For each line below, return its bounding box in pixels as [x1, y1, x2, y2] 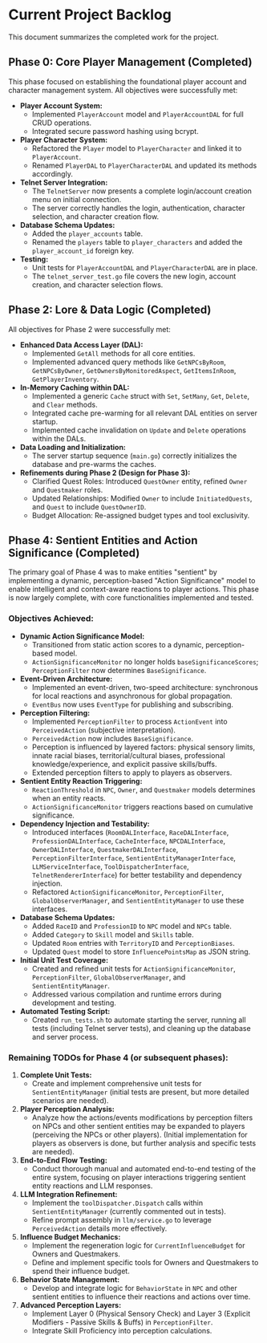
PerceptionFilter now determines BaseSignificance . [31, 665, 207, 675]
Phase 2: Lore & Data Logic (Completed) [8, 303, 212, 317]
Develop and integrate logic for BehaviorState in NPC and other [31, 1283, 238, 1292]
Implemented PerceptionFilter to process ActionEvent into [31, 716, 228, 726]
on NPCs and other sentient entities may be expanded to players [31, 1121, 245, 1130]
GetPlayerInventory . [31, 374, 99, 383]
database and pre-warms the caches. [31, 459, 156, 469]
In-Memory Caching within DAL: [19, 383, 130, 392]
